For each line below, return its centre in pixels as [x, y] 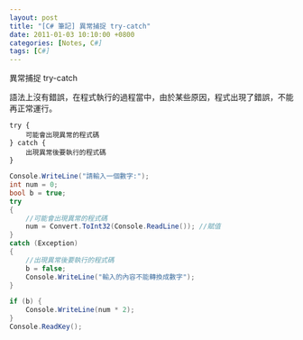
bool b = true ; [38, 193]
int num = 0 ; [34, 185]
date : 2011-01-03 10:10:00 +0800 [72, 34]
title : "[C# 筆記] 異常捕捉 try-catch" [80, 26]
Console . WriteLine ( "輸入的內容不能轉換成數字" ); [110, 277]
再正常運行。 [33, 108]
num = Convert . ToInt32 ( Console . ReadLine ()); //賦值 [123, 226]
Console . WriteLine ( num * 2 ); [80, 310]
